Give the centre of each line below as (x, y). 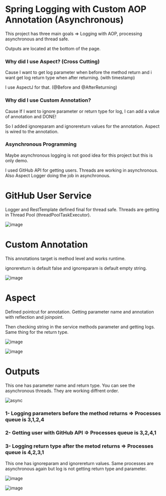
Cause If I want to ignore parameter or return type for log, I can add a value (82, 111)
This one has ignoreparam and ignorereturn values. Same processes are (79, 463)
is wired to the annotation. (32, 131)
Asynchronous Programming (41, 144)
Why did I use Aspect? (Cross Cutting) (52, 61)
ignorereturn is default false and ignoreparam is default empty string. (76, 268)
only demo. (17, 160)
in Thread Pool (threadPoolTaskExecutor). (48, 215)
